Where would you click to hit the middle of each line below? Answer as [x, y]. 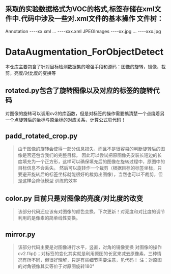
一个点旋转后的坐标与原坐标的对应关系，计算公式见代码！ [65, 120]
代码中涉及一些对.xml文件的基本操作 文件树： [92, 19]
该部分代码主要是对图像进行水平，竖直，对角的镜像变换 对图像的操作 [90, 247]
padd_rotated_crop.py [41, 136]
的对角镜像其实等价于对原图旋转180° [56, 266]
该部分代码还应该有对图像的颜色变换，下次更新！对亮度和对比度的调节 [91, 212]
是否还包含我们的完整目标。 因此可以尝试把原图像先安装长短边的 [90, 155]
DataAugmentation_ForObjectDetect [84, 52]
